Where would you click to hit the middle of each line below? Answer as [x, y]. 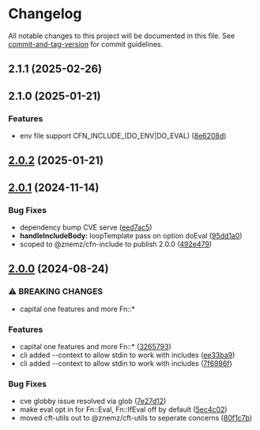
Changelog [45, 14]
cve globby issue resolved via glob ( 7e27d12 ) [93, 401]
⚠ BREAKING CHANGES [56, 291]
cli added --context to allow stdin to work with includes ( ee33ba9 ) [127, 355]
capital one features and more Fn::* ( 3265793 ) [95, 347]
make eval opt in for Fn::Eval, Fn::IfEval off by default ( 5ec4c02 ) [123, 409]
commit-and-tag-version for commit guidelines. [86, 44]
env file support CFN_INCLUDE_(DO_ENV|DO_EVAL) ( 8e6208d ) [123, 136]
